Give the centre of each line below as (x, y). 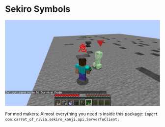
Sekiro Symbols (38, 9)
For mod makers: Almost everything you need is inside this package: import (82, 114)
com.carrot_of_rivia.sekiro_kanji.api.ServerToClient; (62, 119)
